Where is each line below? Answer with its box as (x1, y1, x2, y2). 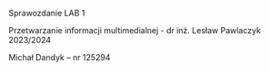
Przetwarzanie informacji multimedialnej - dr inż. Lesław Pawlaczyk (8, 25, 261, 35)
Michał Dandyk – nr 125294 (8, 52, 111, 62)
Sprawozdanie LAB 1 (8, 8, 85, 18)
